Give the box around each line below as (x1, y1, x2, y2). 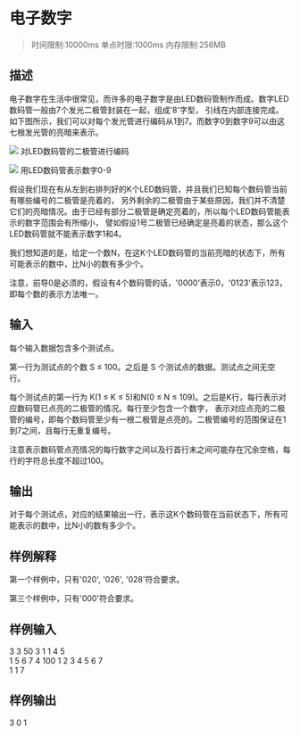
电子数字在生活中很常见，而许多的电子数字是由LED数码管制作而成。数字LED (9, 93, 289, 103)
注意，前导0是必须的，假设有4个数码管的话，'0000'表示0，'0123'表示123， (9, 277, 287, 288)
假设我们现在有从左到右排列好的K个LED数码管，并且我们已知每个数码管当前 (9, 184, 287, 194)
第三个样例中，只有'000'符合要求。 (9, 593, 138, 604)
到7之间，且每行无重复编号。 (9, 425, 116, 435)
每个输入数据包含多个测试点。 (9, 343, 119, 353)
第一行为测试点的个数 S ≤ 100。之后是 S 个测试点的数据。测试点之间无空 (9, 361, 276, 372)
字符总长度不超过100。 (24, 455, 109, 466)
